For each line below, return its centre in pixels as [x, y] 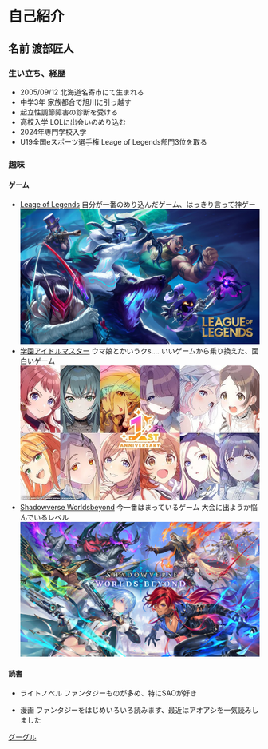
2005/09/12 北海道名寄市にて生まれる [82, 92]
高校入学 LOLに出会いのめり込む [73, 122]
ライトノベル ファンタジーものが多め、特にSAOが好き [108, 693]
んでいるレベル [44, 517]
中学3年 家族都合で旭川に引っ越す [75, 102]
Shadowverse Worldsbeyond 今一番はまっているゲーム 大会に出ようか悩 [138, 508]
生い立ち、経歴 [37, 73]
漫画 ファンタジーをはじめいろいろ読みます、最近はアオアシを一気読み [136, 710]
